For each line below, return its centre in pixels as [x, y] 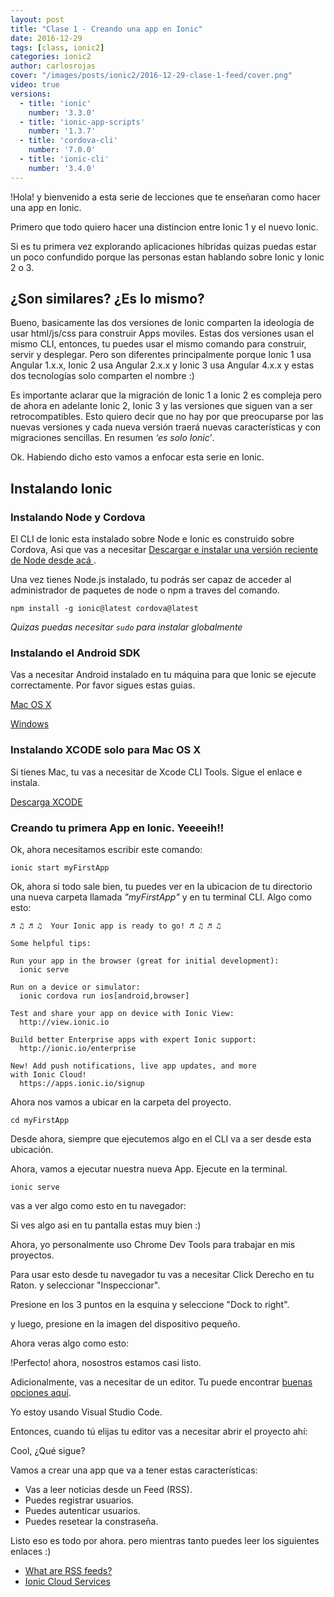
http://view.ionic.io [64, 1022]
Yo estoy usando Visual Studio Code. [86, 1412]
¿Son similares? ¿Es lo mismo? [107, 299]
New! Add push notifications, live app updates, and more [133, 1066]
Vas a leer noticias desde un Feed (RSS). [108, 1490]
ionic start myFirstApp [60, 868]
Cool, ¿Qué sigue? [48, 1451]
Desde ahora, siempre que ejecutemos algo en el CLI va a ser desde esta [161, 1139]
